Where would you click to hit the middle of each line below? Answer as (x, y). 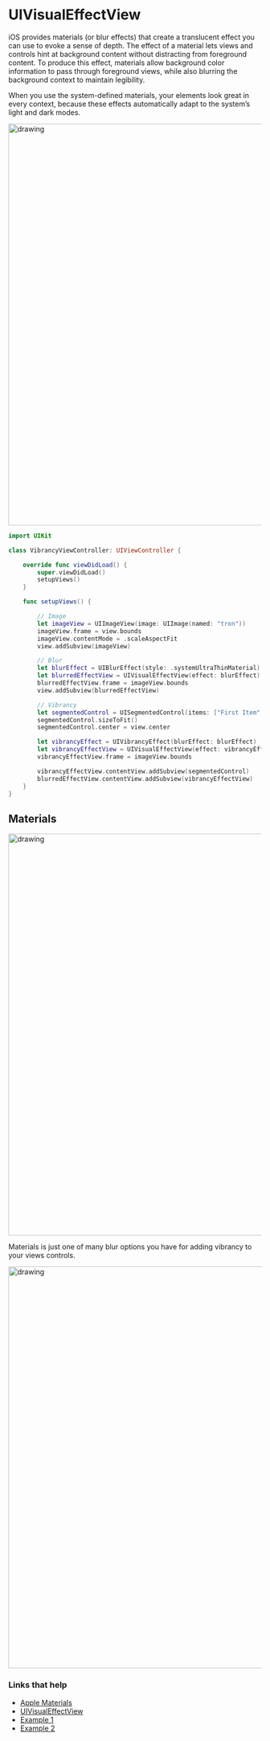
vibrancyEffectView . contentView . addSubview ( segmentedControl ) (143, 771)
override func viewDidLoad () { (75, 565)
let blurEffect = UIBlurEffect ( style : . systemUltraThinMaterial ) (149, 668)
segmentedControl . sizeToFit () (88, 720)
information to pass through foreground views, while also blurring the (123, 71)
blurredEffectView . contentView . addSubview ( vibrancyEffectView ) (145, 779)
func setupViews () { (57, 602)
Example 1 (37, 1719)
